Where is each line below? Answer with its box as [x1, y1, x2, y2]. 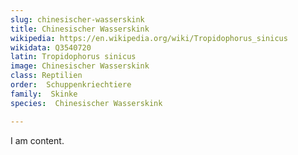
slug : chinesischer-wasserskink [10, 14, 145, 25]
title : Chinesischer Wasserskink [10, 24, 150, 34]
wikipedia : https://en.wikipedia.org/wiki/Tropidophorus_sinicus [10, 33, 288, 43]
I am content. [10, 134, 65, 146]
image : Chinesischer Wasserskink [10, 61, 150, 71]
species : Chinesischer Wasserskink [10, 98, 163, 108]
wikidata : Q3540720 [10, 42, 92, 53]
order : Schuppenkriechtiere [10, 80, 132, 90]
